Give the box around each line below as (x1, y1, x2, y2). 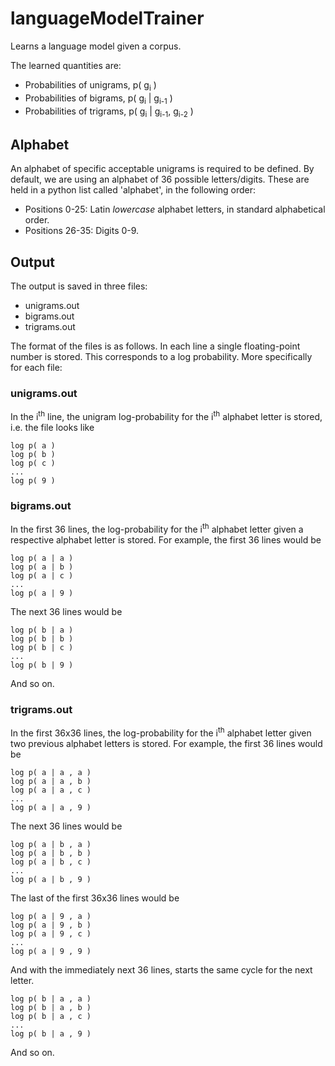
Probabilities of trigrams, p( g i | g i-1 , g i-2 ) (24, 105, 194, 119)
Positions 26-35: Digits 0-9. (24, 225, 140, 237)
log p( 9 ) (10, 475, 56, 486)
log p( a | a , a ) (10, 767, 92, 777)
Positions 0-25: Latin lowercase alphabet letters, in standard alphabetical (24, 203, 326, 216)
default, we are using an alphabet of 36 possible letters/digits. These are (10, 173, 310, 186)
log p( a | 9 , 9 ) (10, 946, 92, 956)
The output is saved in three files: (10, 280, 148, 292)
